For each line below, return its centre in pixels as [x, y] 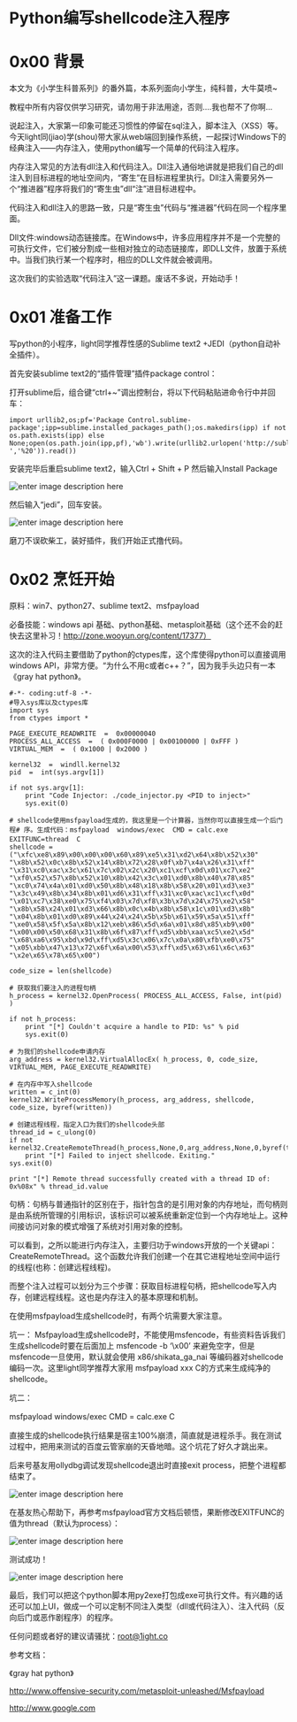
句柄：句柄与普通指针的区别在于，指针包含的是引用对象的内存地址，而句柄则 [148, 1204]
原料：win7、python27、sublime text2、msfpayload [104, 606]
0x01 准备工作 [61, 317]
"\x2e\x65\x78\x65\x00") [55, 956]
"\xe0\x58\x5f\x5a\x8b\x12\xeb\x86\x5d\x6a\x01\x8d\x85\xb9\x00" [132, 925]
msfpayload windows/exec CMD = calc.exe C [92, 1416]
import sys [29, 711]
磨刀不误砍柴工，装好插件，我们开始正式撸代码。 [98, 541]
